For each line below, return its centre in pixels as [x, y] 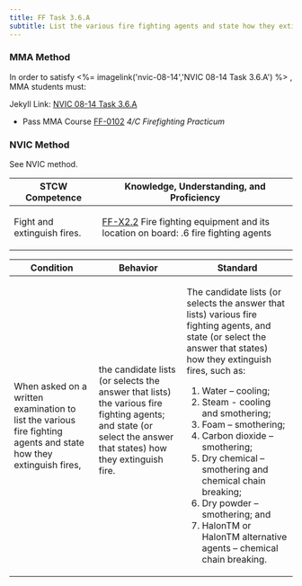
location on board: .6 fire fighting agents [187, 233]
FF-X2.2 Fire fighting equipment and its [186, 222]
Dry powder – [230, 503]
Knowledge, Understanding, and [195, 187]
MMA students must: [48, 86]
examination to [45, 409]
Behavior [138, 268]
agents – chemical [240, 548]
